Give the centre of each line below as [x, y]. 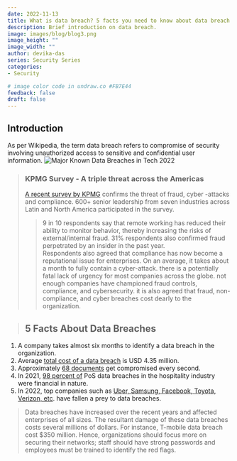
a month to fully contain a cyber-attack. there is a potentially [130, 269]
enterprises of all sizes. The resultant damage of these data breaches [126, 420]
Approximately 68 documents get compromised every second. [109, 368]
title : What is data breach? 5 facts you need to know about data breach [119, 21]
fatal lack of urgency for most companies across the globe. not [134, 276]
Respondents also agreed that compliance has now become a [133, 254]
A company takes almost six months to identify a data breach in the [116, 346]
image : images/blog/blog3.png [52, 34]
